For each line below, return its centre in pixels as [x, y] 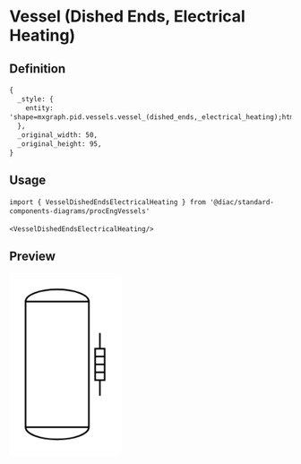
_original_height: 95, [60, 144]
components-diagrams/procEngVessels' [80, 211]
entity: [39, 108]
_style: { [35, 99]
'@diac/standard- [242, 202]
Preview [33, 257]
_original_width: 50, [58, 135]
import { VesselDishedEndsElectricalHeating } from [107, 202]
